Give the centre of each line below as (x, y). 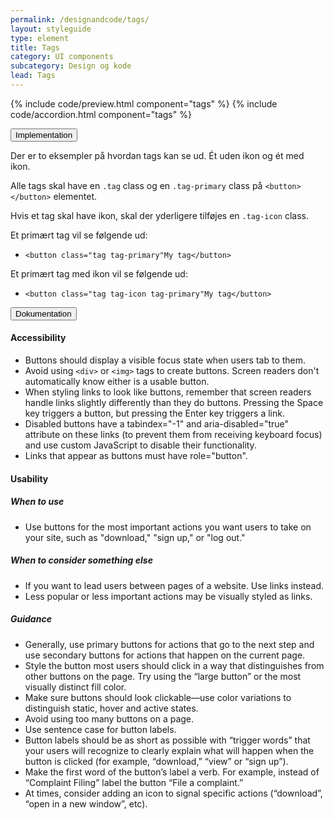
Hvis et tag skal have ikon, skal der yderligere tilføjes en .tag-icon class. (159, 215)
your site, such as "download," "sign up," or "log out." (135, 537)
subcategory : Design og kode (71, 66)
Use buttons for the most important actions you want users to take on (168, 527)
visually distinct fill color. (75, 687)
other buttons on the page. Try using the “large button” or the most (163, 676)
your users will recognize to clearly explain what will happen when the (169, 750)
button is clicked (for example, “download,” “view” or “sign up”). (156, 761)
